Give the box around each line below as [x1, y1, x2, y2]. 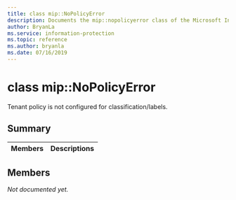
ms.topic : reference [7, 36, 68, 43]
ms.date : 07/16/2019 [7, 50, 68, 57]
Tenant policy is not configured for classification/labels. [7, 102, 168, 110]
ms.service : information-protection [7, 29, 114, 37]
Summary [7, 123, 51, 135]
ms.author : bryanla [7, 43, 65, 50]
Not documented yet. [7, 185, 69, 194]
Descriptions [50, 143, 95, 153]
